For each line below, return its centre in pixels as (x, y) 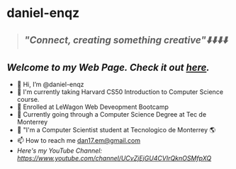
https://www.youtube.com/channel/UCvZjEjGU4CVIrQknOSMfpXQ (114, 158)
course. (28, 100)
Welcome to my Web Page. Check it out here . (108, 68)
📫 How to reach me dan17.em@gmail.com (79, 141)
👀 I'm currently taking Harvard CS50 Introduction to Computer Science (120, 92)
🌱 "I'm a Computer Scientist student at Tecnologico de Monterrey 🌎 (116, 130)
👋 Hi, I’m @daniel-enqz (50, 84)
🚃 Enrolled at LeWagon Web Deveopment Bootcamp (93, 107)
